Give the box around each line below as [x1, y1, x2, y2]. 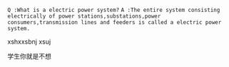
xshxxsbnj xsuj [7, 37, 51, 46]
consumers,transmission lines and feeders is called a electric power [7, 19, 222, 26]
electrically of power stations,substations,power [7, 13, 161, 20]
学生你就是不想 [7, 52, 51, 60]
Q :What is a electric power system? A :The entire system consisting [7, 6, 220, 13]
